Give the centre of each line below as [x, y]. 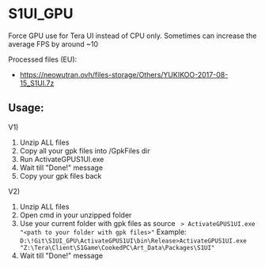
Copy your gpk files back [61, 176]
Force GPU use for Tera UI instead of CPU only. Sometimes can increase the [132, 36]
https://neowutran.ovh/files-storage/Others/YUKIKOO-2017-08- [124, 74]
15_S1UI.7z [37, 83]
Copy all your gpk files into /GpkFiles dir [85, 150]
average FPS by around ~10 [53, 43]
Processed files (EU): [43, 59]
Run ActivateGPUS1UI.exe [62, 159]
